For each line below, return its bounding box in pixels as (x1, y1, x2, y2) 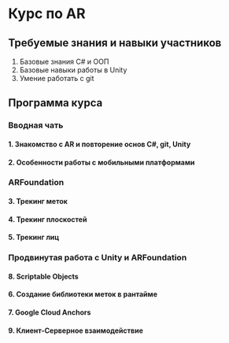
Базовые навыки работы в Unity (19, 65, 127, 75)
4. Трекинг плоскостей (8, 214, 87, 224)
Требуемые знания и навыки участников (8, 36, 222, 50)
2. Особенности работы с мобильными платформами (8, 157, 195, 167)
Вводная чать (8, 120, 64, 131)
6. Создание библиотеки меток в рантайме (8, 290, 158, 299)
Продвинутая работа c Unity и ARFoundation (8, 253, 187, 264)
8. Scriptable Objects (8, 271, 79, 281)
